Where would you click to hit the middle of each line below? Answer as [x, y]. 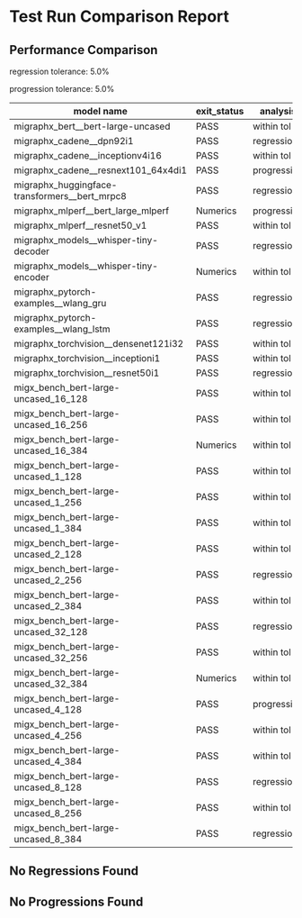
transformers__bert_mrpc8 [71, 196]
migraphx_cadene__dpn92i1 [74, 141]
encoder [31, 277]
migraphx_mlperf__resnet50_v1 [80, 225]
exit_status [220, 111]
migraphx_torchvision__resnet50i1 [87, 373]
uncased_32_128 [51, 632]
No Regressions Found [74, 871]
